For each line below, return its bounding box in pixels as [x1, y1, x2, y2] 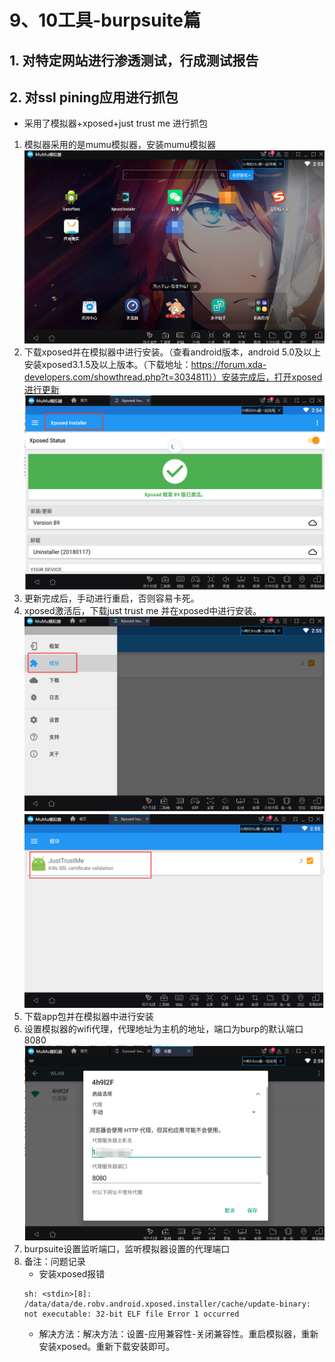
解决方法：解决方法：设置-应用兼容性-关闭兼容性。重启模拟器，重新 [38, 1328, 319, 1340]
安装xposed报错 [38, 1268, 106, 1280]
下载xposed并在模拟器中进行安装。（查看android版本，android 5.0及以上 [23, 346, 322, 358]
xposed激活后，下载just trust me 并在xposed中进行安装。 [23, 605, 262, 617]
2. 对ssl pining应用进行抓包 [9, 89, 179, 106]
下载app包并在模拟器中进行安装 [23, 1011, 154, 1023]
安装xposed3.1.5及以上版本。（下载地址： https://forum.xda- [23, 358, 267, 370]
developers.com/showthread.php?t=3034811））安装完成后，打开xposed [23, 371, 323, 383]
